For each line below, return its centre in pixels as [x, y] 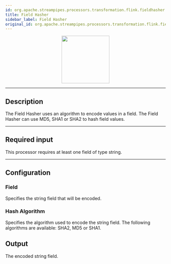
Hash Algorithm [25, 211]
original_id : [19, 24]
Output [17, 244]
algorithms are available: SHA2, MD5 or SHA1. [53, 228]
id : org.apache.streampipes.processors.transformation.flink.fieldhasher [85, 10]
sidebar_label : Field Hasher [36, 19]
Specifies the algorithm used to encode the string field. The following [78, 222]
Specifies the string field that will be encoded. [53, 198]
